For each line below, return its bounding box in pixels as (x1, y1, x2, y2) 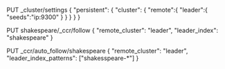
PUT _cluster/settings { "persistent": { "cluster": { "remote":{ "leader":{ (6, 6, 208, 14)
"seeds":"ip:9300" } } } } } (6, 13, 81, 21)
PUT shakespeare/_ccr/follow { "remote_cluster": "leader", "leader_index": (6, 27, 219, 34)
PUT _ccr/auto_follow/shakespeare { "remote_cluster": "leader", (6, 47, 188, 55)
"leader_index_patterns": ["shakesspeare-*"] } (6, 54, 139, 62)
